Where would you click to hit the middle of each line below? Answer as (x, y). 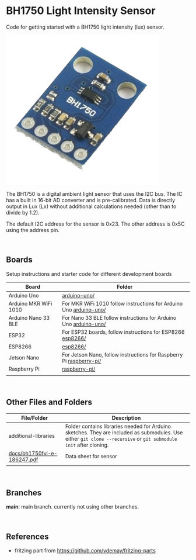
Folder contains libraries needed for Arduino (118, 426)
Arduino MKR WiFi (30, 303)
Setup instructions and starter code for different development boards (89, 274)
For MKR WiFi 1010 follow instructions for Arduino (123, 303)
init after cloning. (87, 445)
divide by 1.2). (23, 212)
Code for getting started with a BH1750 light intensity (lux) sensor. (85, 27)
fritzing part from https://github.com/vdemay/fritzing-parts (85, 550)
